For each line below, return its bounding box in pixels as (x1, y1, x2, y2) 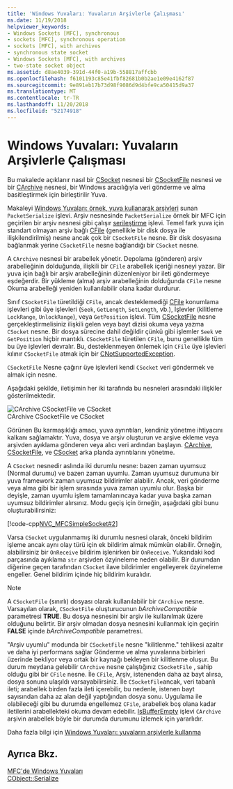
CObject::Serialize (7, 774, 59, 782)
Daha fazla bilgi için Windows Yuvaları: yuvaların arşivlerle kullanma (7, 728, 202, 736)
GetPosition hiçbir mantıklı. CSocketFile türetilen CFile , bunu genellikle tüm (7, 334, 223, 343)
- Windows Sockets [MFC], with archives (7, 56, 127, 63)
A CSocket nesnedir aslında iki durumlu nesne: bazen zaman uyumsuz (7, 461, 207, 469)
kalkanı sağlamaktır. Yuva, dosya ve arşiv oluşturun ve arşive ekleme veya (7, 433, 219, 442)
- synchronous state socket (7, 50, 89, 57)
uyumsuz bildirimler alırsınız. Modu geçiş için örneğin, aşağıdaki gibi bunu (7, 498, 219, 506)
